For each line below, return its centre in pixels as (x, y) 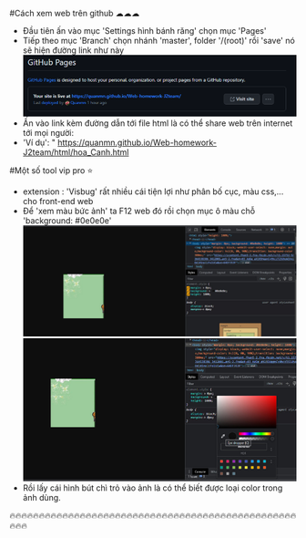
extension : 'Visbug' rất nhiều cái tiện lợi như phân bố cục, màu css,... (153, 191)
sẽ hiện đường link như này (73, 50)
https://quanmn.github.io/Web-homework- (137, 143)
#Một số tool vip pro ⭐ (51, 171)
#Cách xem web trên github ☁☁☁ (75, 13)
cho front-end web (58, 202)
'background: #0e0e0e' (67, 221)
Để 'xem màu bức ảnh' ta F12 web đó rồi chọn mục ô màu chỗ (139, 211)
